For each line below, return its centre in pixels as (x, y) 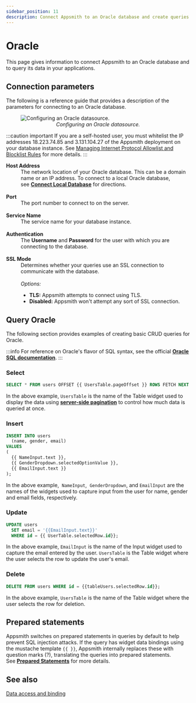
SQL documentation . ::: (34, 358)
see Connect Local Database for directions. (73, 184)
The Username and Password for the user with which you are (95, 240)
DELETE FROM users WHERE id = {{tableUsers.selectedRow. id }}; (83, 586)
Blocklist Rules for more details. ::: (47, 154)
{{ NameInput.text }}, (39, 458)
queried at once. (26, 409)
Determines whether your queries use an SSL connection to (92, 265)
